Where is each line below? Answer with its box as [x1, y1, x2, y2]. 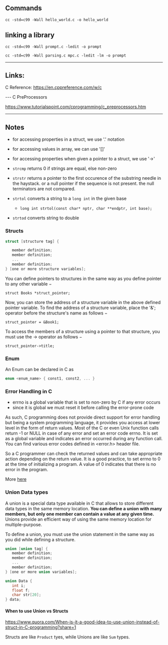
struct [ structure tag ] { [5, 239, 59, 244]
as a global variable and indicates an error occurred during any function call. [5, 436, 163, 442]
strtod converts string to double [12, 215, 79, 221]
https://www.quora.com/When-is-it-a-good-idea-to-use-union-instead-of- [5, 619, 160, 625]
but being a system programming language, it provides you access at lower [5, 420, 160, 426]
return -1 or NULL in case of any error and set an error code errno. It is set [5, 430, 158, 436]
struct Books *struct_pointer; [5, 290, 70, 295]
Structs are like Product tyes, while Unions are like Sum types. [5, 634, 130, 640]
